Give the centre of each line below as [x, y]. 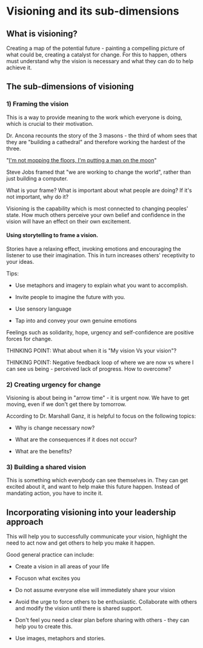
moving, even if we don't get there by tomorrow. [66, 404]
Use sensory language [43, 309]
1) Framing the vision [37, 104]
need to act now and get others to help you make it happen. [81, 543]
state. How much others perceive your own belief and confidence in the [96, 215]
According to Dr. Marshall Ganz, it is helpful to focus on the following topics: [101, 416]
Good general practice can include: [50, 555]
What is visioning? [42, 34]
